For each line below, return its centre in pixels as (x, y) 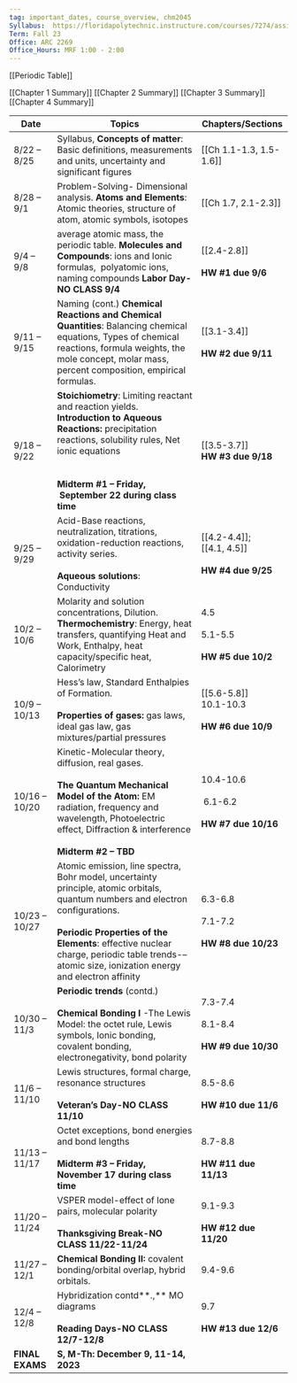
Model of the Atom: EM (106, 796)
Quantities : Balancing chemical (122, 326)
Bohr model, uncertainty (107, 877)
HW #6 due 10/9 (237, 727)
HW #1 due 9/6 (234, 273)
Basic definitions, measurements (125, 150)
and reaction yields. (98, 406)
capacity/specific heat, (104, 657)
